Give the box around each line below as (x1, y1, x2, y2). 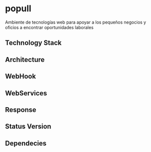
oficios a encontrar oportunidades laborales (5, 24, 94, 30)
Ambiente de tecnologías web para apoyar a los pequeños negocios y (5, 19, 146, 25)
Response (5, 105, 37, 114)
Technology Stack (5, 39, 62, 47)
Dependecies (5, 139, 47, 148)
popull (5, 3, 32, 14)
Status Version (5, 122, 51, 131)
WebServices (5, 89, 48, 97)
